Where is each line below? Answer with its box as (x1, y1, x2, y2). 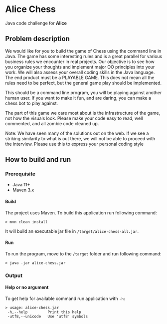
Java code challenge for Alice (5, 20, 67, 26)
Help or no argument (5, 284, 49, 290)
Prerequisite (5, 170, 36, 177)
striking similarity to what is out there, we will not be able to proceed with (5, 135, 156, 141)
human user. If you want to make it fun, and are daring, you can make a (5, 95, 151, 101)
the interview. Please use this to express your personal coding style (5, 141, 144, 147)
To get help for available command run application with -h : (5, 295, 125, 301)
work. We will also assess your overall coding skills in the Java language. (5, 69, 155, 75)
